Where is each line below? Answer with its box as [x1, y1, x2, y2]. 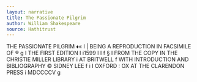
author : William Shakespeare [6, 20, 81, 26]
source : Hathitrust [6, 26, 56, 32]
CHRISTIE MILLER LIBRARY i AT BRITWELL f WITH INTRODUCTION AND [6, 56, 189, 63]
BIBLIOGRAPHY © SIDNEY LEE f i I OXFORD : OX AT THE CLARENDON [6, 62, 185, 70]
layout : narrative [6, 9, 53, 15]
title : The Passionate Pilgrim [6, 15, 86, 21]
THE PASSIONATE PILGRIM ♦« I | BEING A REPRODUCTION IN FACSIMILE [6, 43, 191, 50]
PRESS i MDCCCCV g [6, 69, 61, 76]
